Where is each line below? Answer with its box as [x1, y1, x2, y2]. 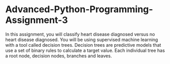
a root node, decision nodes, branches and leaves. [5, 52, 112, 59]
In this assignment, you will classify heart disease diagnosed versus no [5, 31, 155, 37]
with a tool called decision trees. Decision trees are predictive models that [5, 42, 161, 48]
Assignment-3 [5, 14, 68, 26]
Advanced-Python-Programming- [5, 4, 154, 15]
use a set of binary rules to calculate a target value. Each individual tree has [5, 47, 165, 53]
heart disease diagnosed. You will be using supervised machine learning [5, 37, 158, 43]
